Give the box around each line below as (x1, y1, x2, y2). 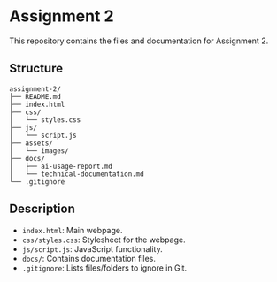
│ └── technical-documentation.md (9, 170, 144, 179)
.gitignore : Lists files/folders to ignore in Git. (21, 263, 188, 273)
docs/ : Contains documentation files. (21, 253, 157, 263)
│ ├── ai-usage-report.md (9, 162, 113, 171)
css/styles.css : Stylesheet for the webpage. (21, 234, 186, 245)
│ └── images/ (9, 146, 69, 156)
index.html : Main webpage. (21, 225, 123, 235)
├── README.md (9, 92, 62, 101)
